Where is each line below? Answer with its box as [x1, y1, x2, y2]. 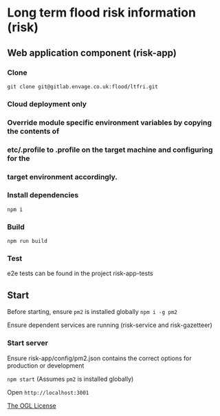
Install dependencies [7, 190, 79, 200]
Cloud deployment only [7, 99, 87, 108]
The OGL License [7, 402, 56, 410]
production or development [7, 361, 85, 370]
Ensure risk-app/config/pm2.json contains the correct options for [7, 354, 192, 362]
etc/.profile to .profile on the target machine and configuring [7, 145, 213, 155]
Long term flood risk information [7, 5, 196, 21]
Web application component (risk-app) [7, 47, 177, 59]
